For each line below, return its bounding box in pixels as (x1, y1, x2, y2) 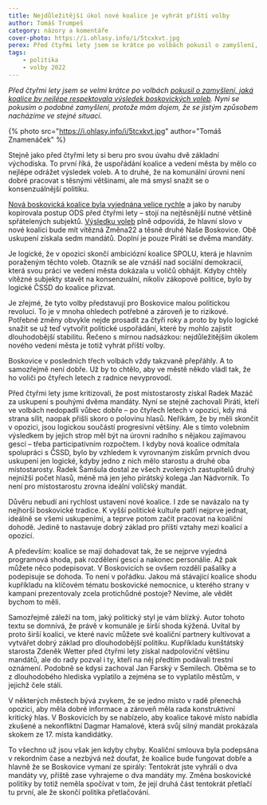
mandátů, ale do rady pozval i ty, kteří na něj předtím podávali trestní (8, 654, 234, 664)
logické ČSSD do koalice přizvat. (8, 282, 116, 292)
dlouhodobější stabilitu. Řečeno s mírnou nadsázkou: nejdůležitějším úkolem (8, 332, 259, 341)
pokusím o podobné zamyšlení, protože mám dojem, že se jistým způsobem (8, 102, 258, 112)
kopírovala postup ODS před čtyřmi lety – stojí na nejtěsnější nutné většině (8, 208, 253, 218)
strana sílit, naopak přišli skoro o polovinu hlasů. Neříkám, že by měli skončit (8, 414, 259, 423)
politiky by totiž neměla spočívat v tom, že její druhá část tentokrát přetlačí (8, 779, 253, 788)
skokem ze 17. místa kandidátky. (8, 729, 113, 739)
